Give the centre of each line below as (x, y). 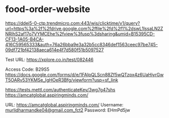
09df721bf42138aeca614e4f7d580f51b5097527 (55, 50)
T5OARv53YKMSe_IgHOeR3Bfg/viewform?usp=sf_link (62, 80)
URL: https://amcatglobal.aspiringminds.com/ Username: (64, 104)
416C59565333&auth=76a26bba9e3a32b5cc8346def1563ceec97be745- (81, 44)
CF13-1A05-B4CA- (24, 39)
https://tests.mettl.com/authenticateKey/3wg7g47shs (60, 89)
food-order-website (48, 9)
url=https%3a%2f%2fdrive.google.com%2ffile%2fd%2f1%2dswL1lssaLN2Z (84, 28)
